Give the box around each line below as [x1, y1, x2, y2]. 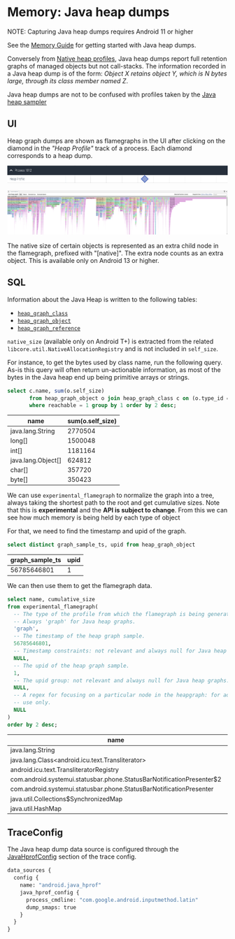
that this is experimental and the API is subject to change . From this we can [7, 506, 228, 514]
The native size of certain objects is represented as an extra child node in [7, 241, 219, 250]
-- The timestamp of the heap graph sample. [13, 633, 145, 640]
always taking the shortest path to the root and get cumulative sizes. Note [7, 498, 220, 507]
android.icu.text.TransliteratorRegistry [10, 765, 119, 773]
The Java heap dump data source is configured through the [7, 845, 180, 854]
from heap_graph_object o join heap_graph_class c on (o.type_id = [29, 394, 230, 402]
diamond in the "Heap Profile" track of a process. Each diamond [7, 144, 192, 152]
